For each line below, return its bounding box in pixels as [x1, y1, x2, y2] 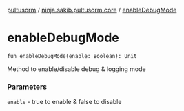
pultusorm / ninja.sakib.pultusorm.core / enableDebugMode [7, 6, 177, 14]
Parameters [7, 82, 47, 92]
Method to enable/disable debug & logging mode [7, 65, 146, 73]
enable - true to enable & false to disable [7, 98, 122, 106]
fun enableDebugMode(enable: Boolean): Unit [7, 52, 137, 59]
